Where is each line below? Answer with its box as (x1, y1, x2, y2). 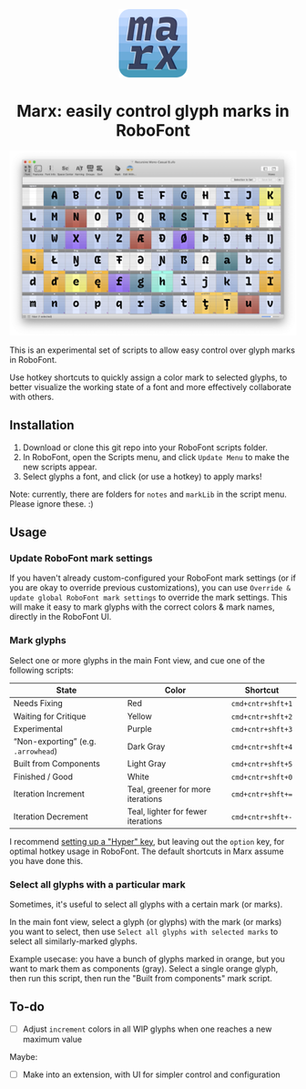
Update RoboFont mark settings (9, 551, 153, 564)
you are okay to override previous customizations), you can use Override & (9, 582, 291, 593)
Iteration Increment (13, 788, 85, 799)
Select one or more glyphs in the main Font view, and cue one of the (9, 654, 266, 665)
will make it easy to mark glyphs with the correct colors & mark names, (9, 601, 275, 612)
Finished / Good (13, 771, 74, 782)
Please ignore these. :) (9, 498, 94, 509)
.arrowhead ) (13, 745, 58, 756)
